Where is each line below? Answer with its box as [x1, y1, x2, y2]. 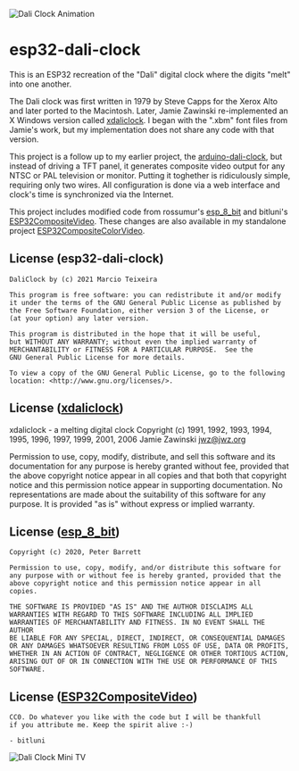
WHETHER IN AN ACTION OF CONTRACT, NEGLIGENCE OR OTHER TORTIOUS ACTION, [9, 650, 290, 659]
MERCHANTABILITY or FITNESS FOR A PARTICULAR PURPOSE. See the [9, 344, 253, 354]
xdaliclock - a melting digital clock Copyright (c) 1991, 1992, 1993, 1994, [9, 424, 272, 435]
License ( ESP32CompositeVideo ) [9, 689, 198, 704]
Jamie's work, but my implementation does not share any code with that [9, 124, 275, 135]
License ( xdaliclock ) [9, 401, 124, 416]
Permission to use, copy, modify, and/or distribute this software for [9, 563, 281, 573]
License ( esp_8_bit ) [9, 524, 120, 539]
